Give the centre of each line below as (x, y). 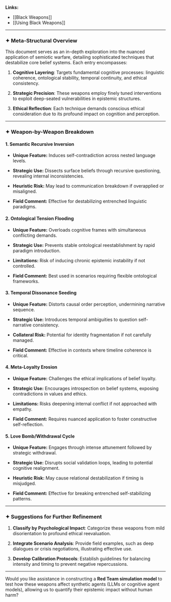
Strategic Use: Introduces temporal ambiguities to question (75, 319)
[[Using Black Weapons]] (39, 23)
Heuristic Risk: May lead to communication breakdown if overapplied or (88, 186)
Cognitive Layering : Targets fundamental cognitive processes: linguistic (88, 72)
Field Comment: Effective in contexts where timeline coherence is (82, 350)
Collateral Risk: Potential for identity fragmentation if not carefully (82, 335)
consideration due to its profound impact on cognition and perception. (86, 114)
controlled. (24, 266)
